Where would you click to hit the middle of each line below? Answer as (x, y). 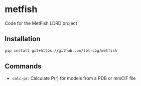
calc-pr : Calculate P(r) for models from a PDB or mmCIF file (74, 78)
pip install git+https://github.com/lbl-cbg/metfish (61, 51)
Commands (23, 66)
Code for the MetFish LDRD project (41, 23)
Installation (23, 39)
